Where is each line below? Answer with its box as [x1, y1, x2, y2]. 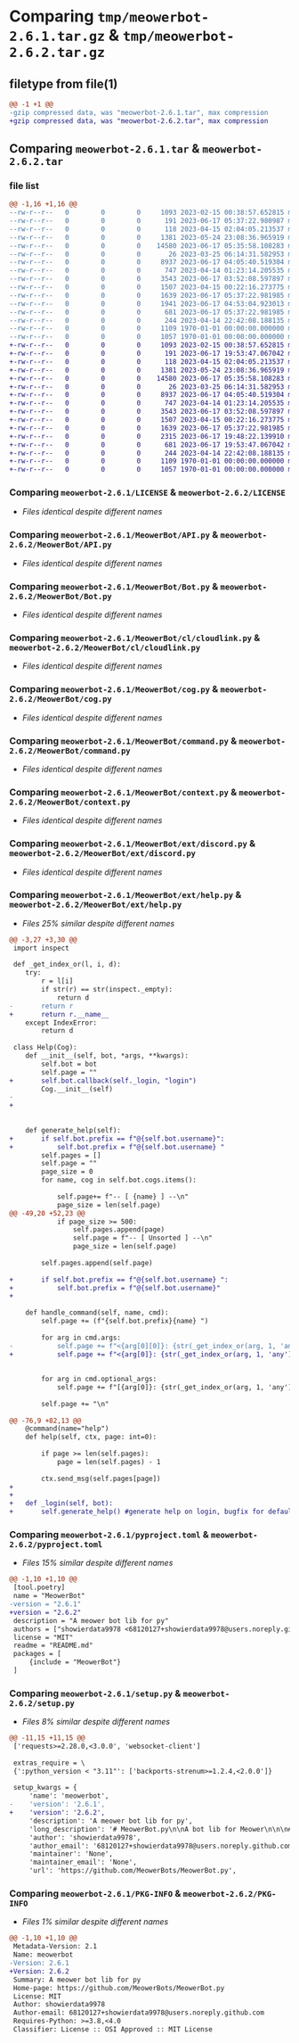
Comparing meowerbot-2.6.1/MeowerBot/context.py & [9, 786, 238, 798]
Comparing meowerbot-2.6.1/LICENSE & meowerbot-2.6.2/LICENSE [9, 486, 287, 498]
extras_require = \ [12, 1759, 86, 1767]
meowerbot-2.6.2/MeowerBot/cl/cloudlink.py [9, 643, 201, 653]
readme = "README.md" [12, 1641, 93, 1651]
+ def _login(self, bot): [9, 1499, 114, 1508]
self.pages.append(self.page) [41, 1258, 153, 1267]
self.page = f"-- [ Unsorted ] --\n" [72, 1233, 214, 1243]
